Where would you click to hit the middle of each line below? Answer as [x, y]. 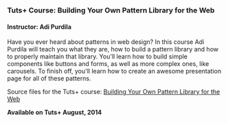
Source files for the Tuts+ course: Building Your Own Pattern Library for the [114, 92]
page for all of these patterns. [49, 78]
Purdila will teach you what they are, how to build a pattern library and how [113, 49]
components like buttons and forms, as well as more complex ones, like [108, 64]
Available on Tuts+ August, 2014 [55, 113]
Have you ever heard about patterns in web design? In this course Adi [106, 42]
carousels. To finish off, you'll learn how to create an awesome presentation [114, 71]
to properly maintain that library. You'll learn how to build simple [97, 56]
